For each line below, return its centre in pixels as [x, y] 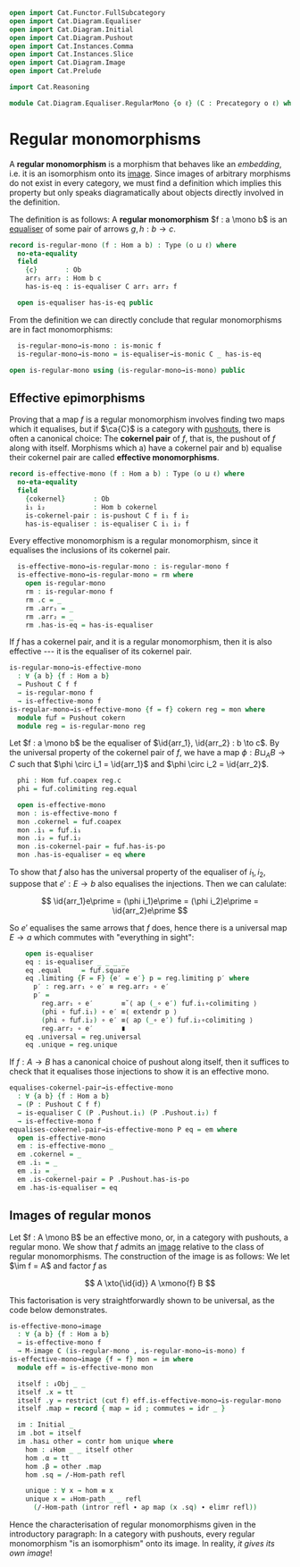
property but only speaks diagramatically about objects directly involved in [146, 192]
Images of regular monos [80, 1216]
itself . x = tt [46, 1392]
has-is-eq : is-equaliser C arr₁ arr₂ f [101, 287]
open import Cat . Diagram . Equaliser [75, 21]
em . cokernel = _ [50, 1154]
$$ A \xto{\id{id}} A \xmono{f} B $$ [150, 1283]
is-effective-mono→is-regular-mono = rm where [105, 575]
